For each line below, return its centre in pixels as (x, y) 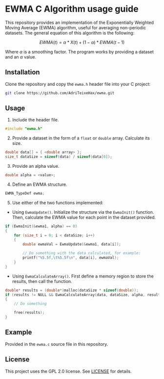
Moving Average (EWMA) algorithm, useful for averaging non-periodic (76, 27)
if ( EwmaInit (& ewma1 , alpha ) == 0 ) (41, 226)
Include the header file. (35, 120)
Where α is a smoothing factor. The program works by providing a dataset (79, 52)
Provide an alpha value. (36, 166)
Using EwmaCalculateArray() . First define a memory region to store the (83, 276)
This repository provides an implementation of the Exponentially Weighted (80, 22)
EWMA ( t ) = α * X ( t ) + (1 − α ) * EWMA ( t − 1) (82, 42)
